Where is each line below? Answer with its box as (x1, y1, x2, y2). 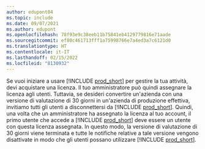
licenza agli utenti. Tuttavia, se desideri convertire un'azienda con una (6, 90, 183, 97)
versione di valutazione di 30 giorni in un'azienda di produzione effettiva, (6, 96, 190, 104)
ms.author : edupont (6, 26, 56, 32)
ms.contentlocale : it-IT (6, 49, 70, 55)
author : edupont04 (6, 9, 53, 15)
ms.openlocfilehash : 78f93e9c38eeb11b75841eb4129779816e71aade (6, 32, 171, 38)
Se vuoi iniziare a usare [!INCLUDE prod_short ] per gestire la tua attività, (6, 77, 188, 85)
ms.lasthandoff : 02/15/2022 (6, 55, 78, 61)
